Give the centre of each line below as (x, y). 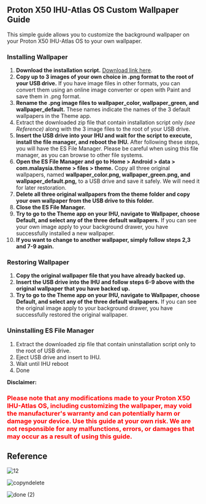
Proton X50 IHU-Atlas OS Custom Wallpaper (93, 10)
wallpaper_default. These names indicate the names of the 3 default (103, 109)
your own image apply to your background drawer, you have (92, 227)
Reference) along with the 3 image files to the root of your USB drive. (103, 129)
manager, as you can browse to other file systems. (79, 155)
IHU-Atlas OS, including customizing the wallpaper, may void (99, 406)
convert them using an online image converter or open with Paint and (103, 90)
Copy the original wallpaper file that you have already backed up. (101, 276)
